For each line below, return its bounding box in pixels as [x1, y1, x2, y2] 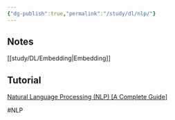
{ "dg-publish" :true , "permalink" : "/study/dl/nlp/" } [7, 10, 156, 17]
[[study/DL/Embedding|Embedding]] [7, 54, 111, 62]
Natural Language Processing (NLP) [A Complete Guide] [7, 93, 168, 101]
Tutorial [7, 74, 42, 86]
